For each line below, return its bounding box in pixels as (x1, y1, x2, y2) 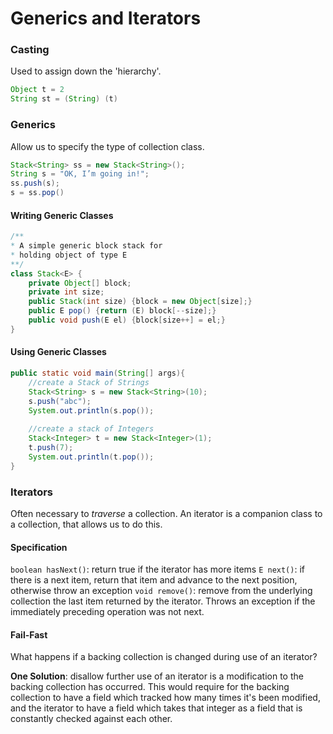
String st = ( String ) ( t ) (10, 94, 118, 104)
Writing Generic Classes (10, 209, 114, 221)
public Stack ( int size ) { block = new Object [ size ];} (28, 297, 253, 307)
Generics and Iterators (10, 7, 202, 30)
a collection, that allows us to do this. (10, 518, 163, 530)
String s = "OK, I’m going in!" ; (10, 169, 150, 179)
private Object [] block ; (28, 278, 132, 288)
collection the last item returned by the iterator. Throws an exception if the (10, 595, 316, 607)
